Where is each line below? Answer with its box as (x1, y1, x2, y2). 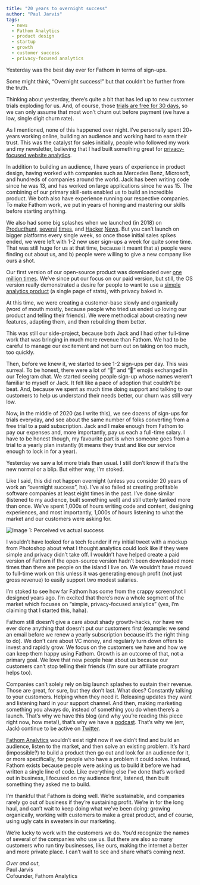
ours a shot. (6, 257, 36, 264)
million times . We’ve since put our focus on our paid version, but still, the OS (6, 275, 193, 282)
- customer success (11, 50, 60, 56)
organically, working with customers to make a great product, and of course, (6, 811, 194, 818)
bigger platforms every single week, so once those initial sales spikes (6, 231, 176, 238)
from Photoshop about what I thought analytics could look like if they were (6, 544, 189, 551)
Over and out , (6, 859, 40, 867)
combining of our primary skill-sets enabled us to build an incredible (6, 188, 174, 195)
